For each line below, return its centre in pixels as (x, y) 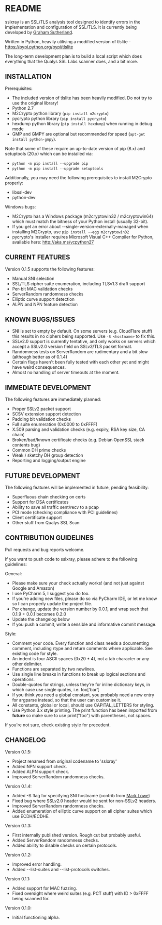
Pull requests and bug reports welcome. (45, 549)
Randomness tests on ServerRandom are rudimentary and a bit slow (80, 352)
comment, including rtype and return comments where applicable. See (82, 648)
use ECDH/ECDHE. (31, 816)
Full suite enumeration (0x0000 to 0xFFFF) (55, 424)
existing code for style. (35, 653)
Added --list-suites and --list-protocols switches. (61, 869)
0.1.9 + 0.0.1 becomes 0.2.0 (39, 614)
